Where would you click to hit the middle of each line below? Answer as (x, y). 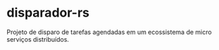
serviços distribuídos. (38, 39)
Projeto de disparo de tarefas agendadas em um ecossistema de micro (109, 32)
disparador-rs (48, 13)
